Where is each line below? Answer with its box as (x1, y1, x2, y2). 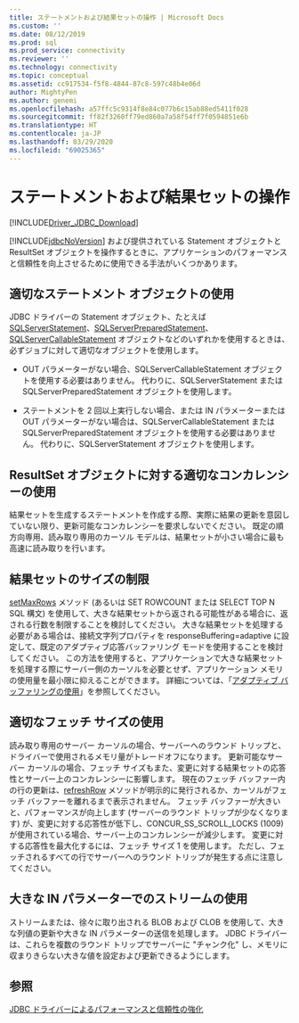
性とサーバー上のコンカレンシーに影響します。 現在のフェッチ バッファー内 (9, 773, 287, 784)
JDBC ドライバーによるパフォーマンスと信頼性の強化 (9, 1004, 204, 1015)
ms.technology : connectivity (9, 63, 117, 72)
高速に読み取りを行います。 (9, 543, 110, 554)
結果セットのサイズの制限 (9, 572, 149, 587)
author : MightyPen (9, 87, 77, 96)
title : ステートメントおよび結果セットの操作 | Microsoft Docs (9, 12, 224, 22)
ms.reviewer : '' (9, 54, 69, 63)
